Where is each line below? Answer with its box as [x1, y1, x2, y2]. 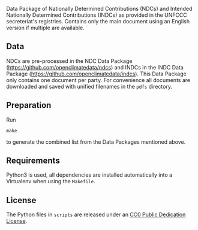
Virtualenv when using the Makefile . [6, 178, 95, 185]
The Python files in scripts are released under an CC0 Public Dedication [6, 211, 186, 218]
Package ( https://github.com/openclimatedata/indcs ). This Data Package [6, 70, 187, 77]
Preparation [6, 100, 52, 110]
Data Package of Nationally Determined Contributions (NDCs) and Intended [6, 5, 193, 12]
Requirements [6, 156, 60, 166]
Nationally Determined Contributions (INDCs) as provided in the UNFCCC [6, 11, 187, 19]
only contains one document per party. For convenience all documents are [6, 76, 191, 83]
